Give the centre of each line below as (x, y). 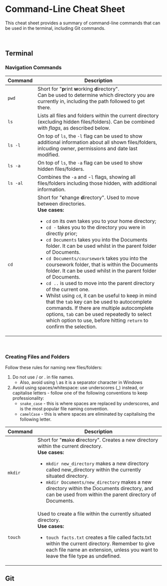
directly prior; (62, 233)
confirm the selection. (71, 326)
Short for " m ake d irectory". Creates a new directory (98, 439)
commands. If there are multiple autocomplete (100, 308)
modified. (48, 154)
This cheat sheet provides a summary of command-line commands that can (83, 23)
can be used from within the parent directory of (101, 494)
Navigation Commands (34, 68)
